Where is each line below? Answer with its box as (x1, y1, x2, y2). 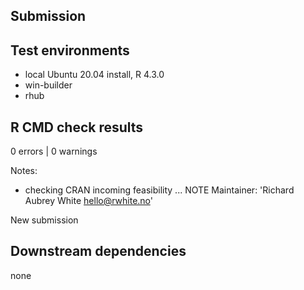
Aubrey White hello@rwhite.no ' (24, 195, 153, 207)
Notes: (10, 165, 38, 177)
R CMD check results (10, 119, 144, 136)
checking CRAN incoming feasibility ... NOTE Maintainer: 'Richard (24, 184, 295, 196)
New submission (10, 214, 79, 226)
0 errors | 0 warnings (10, 145, 98, 158)
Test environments (10, 42, 130, 59)
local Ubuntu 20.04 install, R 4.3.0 (24, 69, 165, 81)
